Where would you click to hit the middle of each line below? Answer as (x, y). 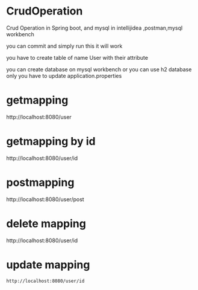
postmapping (40, 182)
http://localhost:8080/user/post (45, 199)
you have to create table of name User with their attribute (77, 57)
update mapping (48, 265)
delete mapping (46, 223)
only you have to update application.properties (64, 76)
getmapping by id (51, 142)
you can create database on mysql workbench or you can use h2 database (99, 69)
